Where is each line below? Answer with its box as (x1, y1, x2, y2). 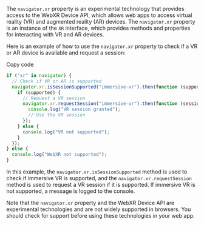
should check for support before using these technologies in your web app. (6, 212, 195, 219)
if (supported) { (17, 89, 61, 96)
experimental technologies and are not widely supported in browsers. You (6, 206, 191, 213)
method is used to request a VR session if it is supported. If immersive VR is (6, 181, 195, 188)
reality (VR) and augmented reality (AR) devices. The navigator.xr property (6, 18, 195, 25)
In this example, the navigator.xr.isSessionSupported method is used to (6, 168, 188, 175)
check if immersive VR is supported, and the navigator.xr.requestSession (6, 175, 192, 181)
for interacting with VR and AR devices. (6, 31, 104, 38)
